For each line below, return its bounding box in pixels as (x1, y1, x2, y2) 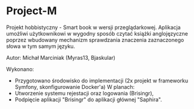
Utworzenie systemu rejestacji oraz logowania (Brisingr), (14, 89, 154, 97)
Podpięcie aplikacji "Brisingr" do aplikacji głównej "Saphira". (14, 96, 162, 103)
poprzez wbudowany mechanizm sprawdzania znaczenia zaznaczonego (6, 36, 184, 43)
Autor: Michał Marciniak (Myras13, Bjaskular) (6, 54, 116, 61)
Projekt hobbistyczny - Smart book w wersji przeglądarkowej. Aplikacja (6, 24, 181, 31)
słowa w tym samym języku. (6, 43, 76, 50)
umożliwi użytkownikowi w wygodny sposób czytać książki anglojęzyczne (6, 30, 189, 37)
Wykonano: (6, 65, 35, 72)
